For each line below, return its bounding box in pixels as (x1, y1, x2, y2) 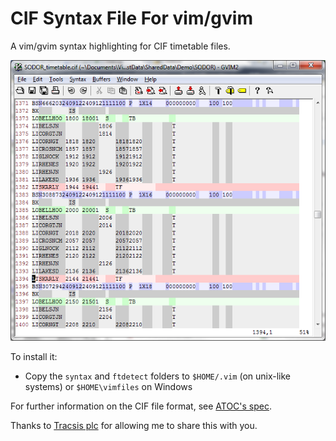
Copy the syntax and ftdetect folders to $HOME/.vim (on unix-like (24, 370, 292, 382)
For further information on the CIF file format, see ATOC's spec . (10, 400, 273, 412)
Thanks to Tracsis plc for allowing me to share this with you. (10, 419, 258, 431)
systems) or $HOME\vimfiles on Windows (24, 380, 193, 392)
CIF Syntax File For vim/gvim (10, 7, 253, 30)
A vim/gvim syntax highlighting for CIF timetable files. (10, 40, 231, 52)
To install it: (10, 350, 58, 362)
